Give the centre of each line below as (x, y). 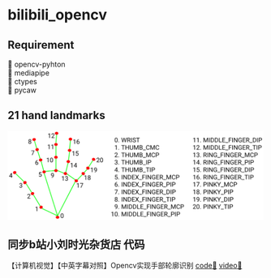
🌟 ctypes (22, 81)
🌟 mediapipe (29, 73)
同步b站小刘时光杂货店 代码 (76, 244)
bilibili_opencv (57, 15)
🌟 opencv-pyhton (37, 64)
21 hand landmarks (57, 115)
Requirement (41, 45)
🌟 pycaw (22, 90)
